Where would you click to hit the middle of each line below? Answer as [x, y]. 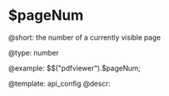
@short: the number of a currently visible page [84, 37]
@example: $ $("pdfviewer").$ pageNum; [75, 68]
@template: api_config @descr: [60, 83]
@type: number [34, 52]
